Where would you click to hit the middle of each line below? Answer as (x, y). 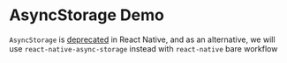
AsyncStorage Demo (87, 15)
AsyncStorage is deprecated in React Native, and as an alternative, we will (142, 39)
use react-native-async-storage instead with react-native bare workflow (143, 48)
